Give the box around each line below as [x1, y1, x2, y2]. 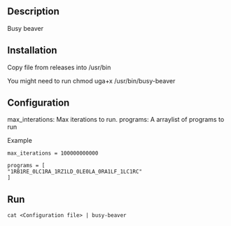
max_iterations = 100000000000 [7, 150, 99, 157]
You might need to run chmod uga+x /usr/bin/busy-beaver [7, 76, 176, 85]
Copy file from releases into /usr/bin [7, 63, 111, 71]
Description [7, 6, 59, 17]
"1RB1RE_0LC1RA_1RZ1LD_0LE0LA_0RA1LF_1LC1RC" [7, 168, 142, 176]
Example [7, 136, 33, 145]
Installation [7, 45, 57, 57]
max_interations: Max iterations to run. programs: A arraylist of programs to [7, 115, 225, 124]
